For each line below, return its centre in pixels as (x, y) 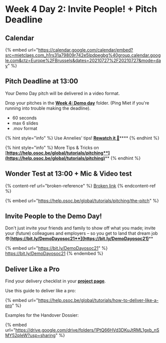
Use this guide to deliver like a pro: (40, 291)
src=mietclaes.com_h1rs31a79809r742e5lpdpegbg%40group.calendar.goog (83, 55)
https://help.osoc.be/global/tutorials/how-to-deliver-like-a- (98, 300)
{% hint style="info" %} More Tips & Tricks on (52, 147)
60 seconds (25, 118)
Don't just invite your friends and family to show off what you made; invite (81, 228)
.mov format (25, 128)
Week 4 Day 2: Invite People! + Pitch (81, 9)
